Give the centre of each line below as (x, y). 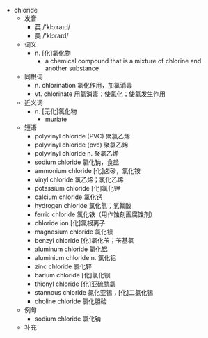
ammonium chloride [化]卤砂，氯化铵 (88, 171)
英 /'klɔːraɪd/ (53, 27)
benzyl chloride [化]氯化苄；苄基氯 (84, 240)
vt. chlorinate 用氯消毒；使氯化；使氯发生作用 (100, 94)
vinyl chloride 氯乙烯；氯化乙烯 (79, 179)
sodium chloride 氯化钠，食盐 (77, 162)
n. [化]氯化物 (53, 53)
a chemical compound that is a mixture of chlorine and (123, 61)
